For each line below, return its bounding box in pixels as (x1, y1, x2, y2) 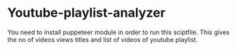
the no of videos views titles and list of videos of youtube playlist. (7, 35, 198, 43)
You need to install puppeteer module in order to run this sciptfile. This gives (7, 28, 230, 36)
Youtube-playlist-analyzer (7, 5, 166, 21)
